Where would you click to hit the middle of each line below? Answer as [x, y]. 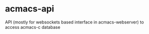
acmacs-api [30, 9]
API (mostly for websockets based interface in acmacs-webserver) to [74, 22]
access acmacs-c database [33, 27]
